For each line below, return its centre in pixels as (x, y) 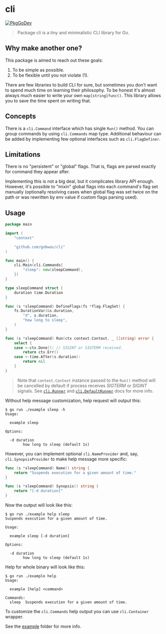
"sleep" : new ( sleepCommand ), (53, 270)
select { (23, 343)
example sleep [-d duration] (40, 536)
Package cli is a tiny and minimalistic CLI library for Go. (73, 32)
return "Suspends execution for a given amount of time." (75, 473)
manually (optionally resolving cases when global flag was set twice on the (82, 192)
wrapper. (14, 617)
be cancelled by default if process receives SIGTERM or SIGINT (82, 385)
